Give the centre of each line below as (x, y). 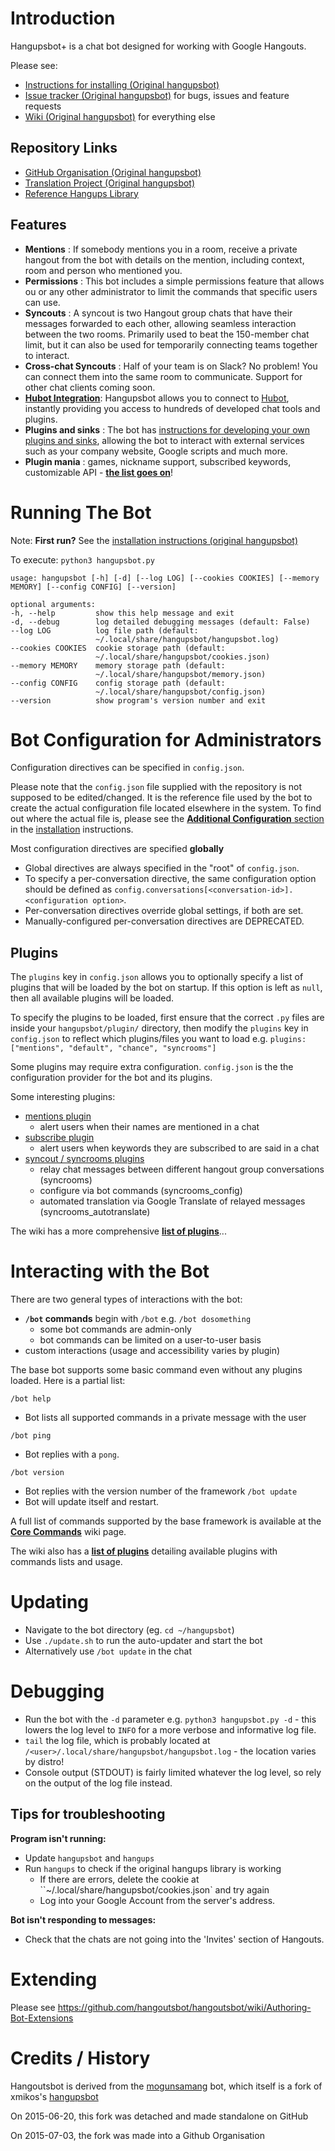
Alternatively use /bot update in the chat (108, 1651)
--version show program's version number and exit (138, 700)
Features (38, 225)
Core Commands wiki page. (68, 1532)
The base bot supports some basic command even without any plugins (156, 1370)
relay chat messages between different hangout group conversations (182, 1169)
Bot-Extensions (42, 2018)
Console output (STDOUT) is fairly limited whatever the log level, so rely (173, 1773)
